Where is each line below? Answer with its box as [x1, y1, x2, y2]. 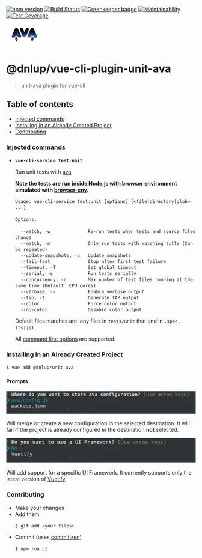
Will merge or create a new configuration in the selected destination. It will [6, 419, 191, 426]
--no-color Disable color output [20, 307, 142, 313]
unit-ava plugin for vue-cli [20, 82, 86, 89]
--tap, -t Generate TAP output [20, 295, 139, 301]
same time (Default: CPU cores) [14, 283, 96, 289]
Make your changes [14, 504, 64, 511]
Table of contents [6, 99, 73, 109]
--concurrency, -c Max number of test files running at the [20, 277, 194, 283]
